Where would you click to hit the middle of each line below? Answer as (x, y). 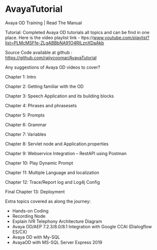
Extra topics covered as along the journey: (48, 201)
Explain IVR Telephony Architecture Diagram (57, 221)
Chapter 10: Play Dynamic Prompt (39, 163)
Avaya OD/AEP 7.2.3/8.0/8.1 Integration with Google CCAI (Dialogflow (82, 226)
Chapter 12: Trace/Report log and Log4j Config (52, 182)
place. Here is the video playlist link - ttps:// (49, 38)
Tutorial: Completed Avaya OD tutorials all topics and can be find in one (77, 32)
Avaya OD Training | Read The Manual (44, 23)
